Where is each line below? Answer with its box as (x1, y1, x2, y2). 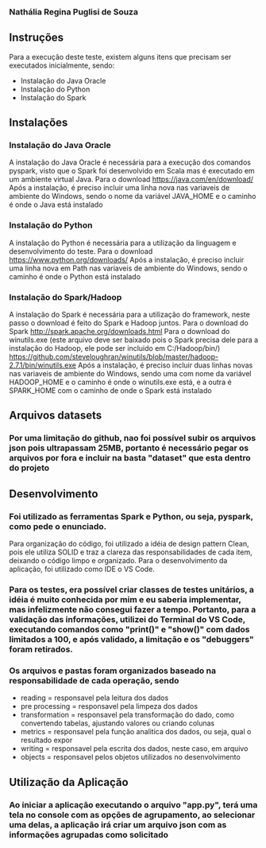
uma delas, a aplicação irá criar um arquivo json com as (9, 819, 227, 830)
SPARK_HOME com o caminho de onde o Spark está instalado (9, 386, 213, 395)
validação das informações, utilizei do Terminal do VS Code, (9, 613, 245, 624)
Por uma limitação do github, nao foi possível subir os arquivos (9, 433, 256, 444)
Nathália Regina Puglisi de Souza (9, 6, 138, 18)
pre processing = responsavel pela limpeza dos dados (20, 702, 198, 711)
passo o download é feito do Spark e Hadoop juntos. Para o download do (9, 318, 249, 328)
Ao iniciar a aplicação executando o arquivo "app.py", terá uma (9, 799, 258, 810)
